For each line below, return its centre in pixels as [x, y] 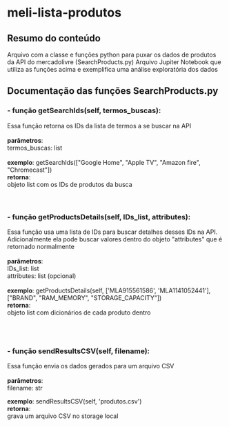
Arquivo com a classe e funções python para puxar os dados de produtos [112, 54]
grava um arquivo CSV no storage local [63, 416]
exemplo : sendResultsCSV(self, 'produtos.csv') [74, 401]
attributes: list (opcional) [42, 276]
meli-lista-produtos [64, 13]
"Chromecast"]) [30, 170]
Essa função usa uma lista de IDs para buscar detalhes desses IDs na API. [112, 232]
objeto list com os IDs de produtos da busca [70, 184]
